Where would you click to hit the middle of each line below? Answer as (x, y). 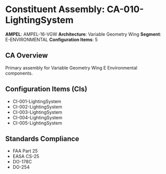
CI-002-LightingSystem (37, 107)
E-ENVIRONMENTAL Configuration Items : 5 (52, 40)
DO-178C (22, 162)
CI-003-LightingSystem (37, 112)
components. (19, 73)
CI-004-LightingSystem (37, 117)
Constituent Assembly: (55, 9)
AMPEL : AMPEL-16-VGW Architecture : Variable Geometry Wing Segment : (83, 34)
